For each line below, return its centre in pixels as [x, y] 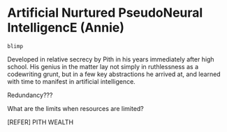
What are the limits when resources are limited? [76, 108]
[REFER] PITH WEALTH [41, 122]
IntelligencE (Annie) [66, 28]
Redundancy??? [30, 95]
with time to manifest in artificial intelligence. [72, 81]
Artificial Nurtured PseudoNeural [105, 13]
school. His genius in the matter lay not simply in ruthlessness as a [103, 66]
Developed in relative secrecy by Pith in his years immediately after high [111, 59]
